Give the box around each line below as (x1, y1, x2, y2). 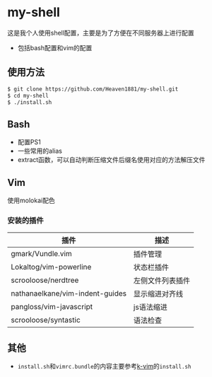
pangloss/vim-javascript (11, 302, 93, 312)
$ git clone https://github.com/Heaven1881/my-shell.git (7, 86, 179, 93)
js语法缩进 (133, 302, 167, 312)
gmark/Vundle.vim (11, 249, 72, 259)
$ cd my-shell (7, 92, 49, 99)
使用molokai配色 (7, 196, 55, 204)
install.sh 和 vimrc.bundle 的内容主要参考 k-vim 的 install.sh (17, 362, 192, 371)
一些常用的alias (17, 146, 62, 156)
